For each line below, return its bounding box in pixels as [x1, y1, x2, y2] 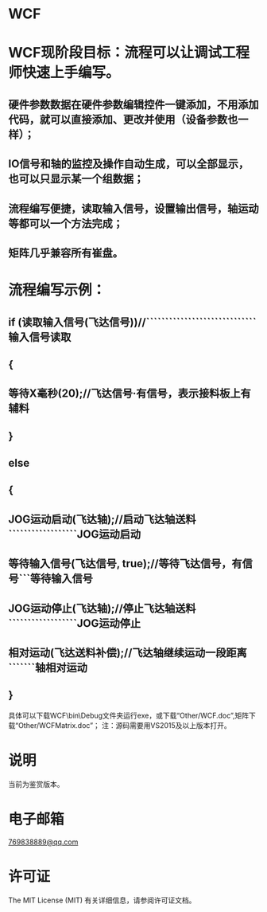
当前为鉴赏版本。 [8, 779, 64, 789]
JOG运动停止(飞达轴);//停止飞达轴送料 [8, 601, 196, 615]
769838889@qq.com [8, 837, 79, 847]
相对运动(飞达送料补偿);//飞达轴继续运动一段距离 [8, 646, 248, 660]
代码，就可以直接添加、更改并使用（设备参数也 [8, 112, 238, 126]
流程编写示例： [8, 281, 106, 299]
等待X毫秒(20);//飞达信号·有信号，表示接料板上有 [8, 387, 252, 401]
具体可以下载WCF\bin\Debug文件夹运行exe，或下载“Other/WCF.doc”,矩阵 [8, 710, 249, 720]
